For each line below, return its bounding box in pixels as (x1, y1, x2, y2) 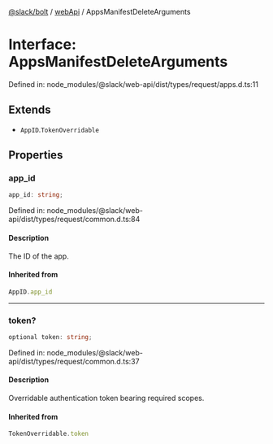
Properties (8, 148, 63, 162)
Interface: (8, 36, 77, 54)
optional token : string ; (8, 333, 93, 341)
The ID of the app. (8, 251, 69, 261)
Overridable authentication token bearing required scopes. (8, 393, 205, 403)
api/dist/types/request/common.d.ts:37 (8, 356, 140, 366)
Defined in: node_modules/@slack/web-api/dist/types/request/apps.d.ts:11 (8, 79, 258, 89)
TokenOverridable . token (8, 430, 89, 438)
